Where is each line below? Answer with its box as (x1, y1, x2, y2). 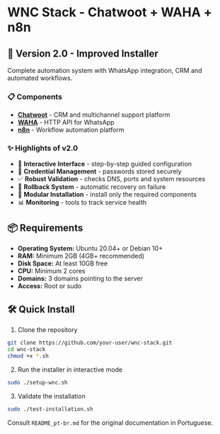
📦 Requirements (7, 222, 83, 234)
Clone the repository (17, 326, 78, 334)
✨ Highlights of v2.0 (7, 143, 79, 153)
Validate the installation (17, 392, 86, 400)
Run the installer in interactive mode (17, 365, 123, 374)
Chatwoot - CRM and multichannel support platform (17, 110, 170, 119)
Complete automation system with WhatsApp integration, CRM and (7, 67, 202, 74)
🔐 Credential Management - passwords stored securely (17, 167, 182, 176)
